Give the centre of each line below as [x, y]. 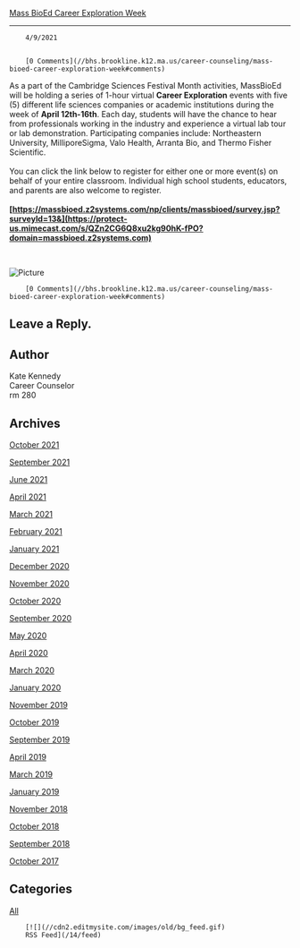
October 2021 [34, 445]
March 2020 [32, 670]
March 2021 [31, 515]
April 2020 [29, 653]
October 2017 [34, 861]
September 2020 [41, 619]
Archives [35, 423]
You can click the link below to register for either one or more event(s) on [144, 171]
